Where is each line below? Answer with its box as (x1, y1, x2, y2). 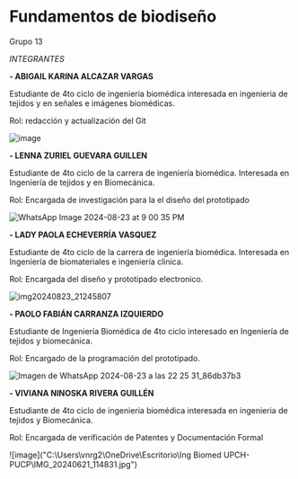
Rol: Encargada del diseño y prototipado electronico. (9, 273, 204, 284)
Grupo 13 (9, 36, 43, 47)
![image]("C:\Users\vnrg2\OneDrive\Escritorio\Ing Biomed (9, 449, 222, 460)
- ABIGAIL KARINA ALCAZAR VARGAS (9, 70, 154, 82)
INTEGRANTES (9, 53, 65, 64)
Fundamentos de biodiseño (9, 6, 217, 27)
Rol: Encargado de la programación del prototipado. (9, 352, 200, 363)
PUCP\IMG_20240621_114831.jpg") (9, 458, 137, 469)
